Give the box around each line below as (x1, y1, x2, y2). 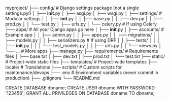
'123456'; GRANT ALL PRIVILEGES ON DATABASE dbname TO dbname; (5, 90, 155, 96)
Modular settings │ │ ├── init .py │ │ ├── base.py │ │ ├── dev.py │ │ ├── (5, 16, 163, 21)
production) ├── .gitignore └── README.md (5, 75, 100, 81)
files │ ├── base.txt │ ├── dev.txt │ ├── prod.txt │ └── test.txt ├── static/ (5, 53, 165, 59)
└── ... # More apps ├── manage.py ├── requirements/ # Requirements (5, 48, 158, 54)
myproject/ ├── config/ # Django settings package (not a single (5, 5, 140, 11)
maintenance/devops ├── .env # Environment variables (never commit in (5, 70, 159, 76)
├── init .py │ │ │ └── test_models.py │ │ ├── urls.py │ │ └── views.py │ (5, 43, 162, 48)
